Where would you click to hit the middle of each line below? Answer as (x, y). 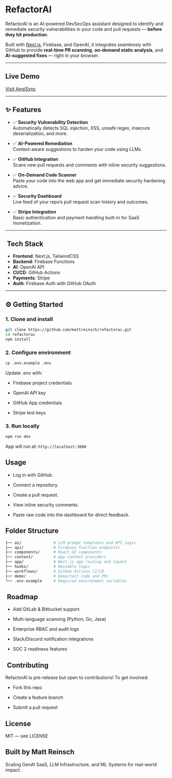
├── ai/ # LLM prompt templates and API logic (71, 543)
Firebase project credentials (42, 383)
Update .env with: (24, 373)
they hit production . (27, 34)
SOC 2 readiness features (40, 649)
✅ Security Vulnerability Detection (50, 122)
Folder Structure (32, 531)
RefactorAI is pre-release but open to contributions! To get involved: (77, 678)
